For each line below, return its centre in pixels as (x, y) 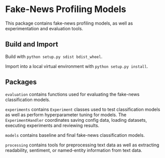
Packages (21, 82)
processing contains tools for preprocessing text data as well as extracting (82, 145)
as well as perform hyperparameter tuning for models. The (66, 115)
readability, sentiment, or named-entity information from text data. (74, 150)
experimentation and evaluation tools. (44, 28)
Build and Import (32, 45)
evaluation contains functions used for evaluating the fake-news (72, 94)
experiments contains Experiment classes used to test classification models (83, 109)
